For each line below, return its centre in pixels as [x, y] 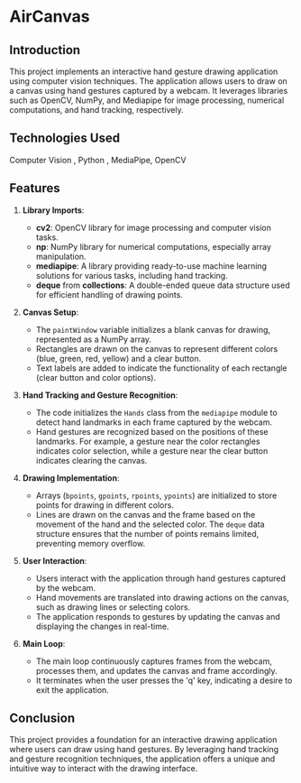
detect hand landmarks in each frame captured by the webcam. [154, 422]
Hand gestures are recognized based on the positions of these [152, 431]
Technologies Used [64, 138]
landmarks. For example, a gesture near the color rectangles [148, 441]
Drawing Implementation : [71, 478]
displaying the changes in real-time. [102, 626]
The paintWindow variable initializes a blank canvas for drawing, [153, 329]
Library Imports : [53, 210]
